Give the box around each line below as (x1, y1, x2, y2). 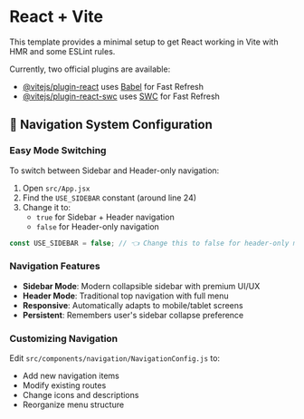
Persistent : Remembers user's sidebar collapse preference (22, 309, 244, 320)
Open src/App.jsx (22, 182, 90, 193)
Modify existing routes (22, 380, 107, 391)
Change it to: (22, 201, 71, 212)
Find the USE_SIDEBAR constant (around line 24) (22, 192, 197, 203)
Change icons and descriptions (22, 390, 139, 401)
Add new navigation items (22, 370, 119, 382)
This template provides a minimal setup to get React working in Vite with (9, 36, 279, 47)
